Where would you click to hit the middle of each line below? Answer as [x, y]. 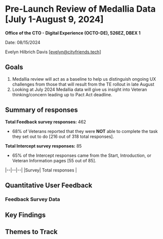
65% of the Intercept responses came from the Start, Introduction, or [82, 155]
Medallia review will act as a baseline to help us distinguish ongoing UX [84, 79]
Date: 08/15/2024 [23, 42]
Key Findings [25, 215]
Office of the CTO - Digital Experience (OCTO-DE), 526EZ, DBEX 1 [73, 33]
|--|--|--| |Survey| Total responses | [41, 170]
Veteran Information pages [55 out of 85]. [54, 160]
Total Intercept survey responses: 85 [44, 146]
